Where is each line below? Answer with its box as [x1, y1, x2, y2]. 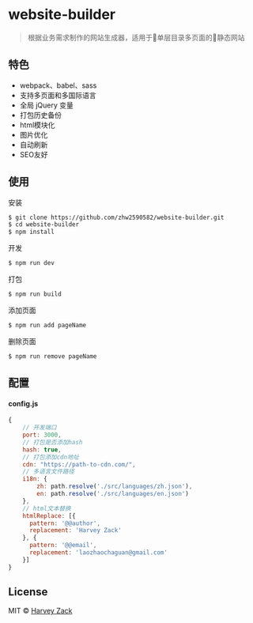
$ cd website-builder [8, 221, 80, 228]
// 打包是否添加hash [22, 438, 83, 446]
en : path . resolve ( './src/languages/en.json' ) [36, 490, 190, 498]
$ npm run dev [8, 259, 55, 267]
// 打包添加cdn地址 [22, 453, 79, 461]
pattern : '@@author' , [28, 519, 101, 527]
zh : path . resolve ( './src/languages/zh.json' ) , [36, 482, 193, 491]
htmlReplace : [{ [22, 512, 77, 519]
